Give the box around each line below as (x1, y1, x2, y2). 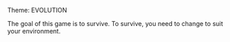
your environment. (7, 27, 61, 35)
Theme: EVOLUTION (7, 6, 67, 14)
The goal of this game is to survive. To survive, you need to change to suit (7, 20, 224, 27)
